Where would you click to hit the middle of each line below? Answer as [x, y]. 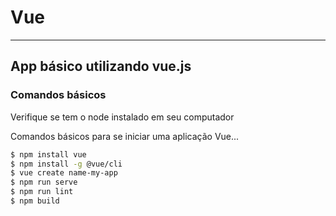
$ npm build [35, 201]
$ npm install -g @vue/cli [66, 164]
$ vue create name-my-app [64, 173]
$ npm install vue [48, 154]
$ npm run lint [42, 192]
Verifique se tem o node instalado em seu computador [122, 117]
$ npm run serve [44, 182]
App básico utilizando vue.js [101, 66]
